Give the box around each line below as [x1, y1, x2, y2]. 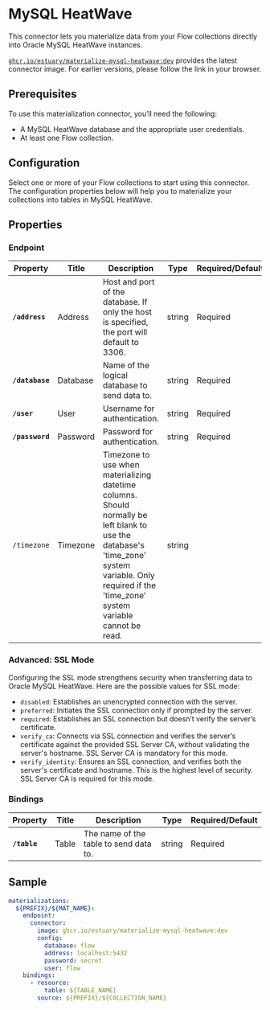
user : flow [43, 964, 81, 972]
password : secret [43, 956, 103, 965]
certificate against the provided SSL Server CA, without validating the [19, 739, 251, 749]
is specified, [102, 317, 149, 328]
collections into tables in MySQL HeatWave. [8, 195, 153, 204]
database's [102, 540, 145, 551]
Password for [102, 426, 153, 437]
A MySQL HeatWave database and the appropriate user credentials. [19, 124, 245, 133]
